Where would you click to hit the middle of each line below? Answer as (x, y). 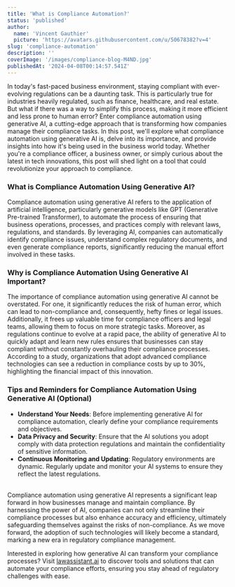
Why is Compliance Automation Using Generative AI (98, 272)
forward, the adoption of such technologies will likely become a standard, (113, 532)
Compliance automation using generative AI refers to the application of (109, 202)
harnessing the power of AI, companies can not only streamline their (106, 510)
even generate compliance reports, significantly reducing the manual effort (116, 246)
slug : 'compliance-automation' (53, 46)
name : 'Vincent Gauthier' (52, 33)
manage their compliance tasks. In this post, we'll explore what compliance (116, 131)
